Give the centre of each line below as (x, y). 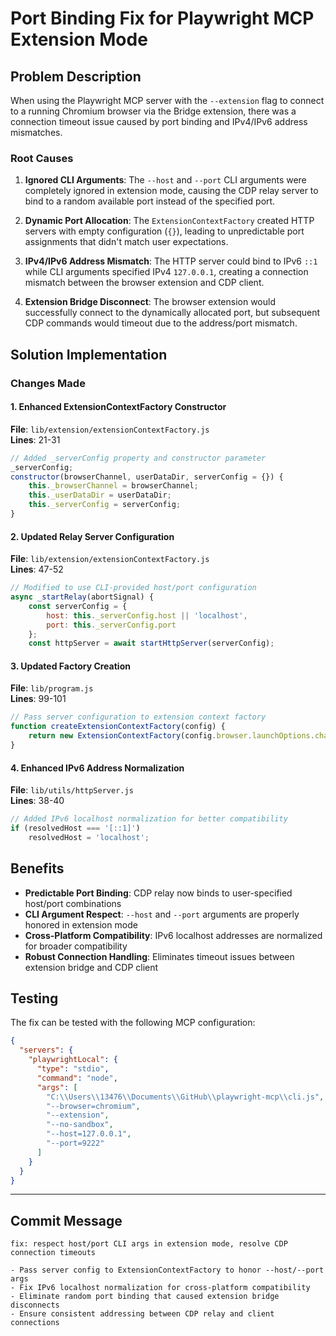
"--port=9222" (75, 1143)
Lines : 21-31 (35, 439)
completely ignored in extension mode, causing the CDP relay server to (171, 191)
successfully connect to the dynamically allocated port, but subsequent (172, 313)
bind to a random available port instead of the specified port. (150, 201)
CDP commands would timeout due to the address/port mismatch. (161, 323)
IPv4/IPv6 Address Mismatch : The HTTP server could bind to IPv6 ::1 (171, 261)
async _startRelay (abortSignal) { (82, 597)
